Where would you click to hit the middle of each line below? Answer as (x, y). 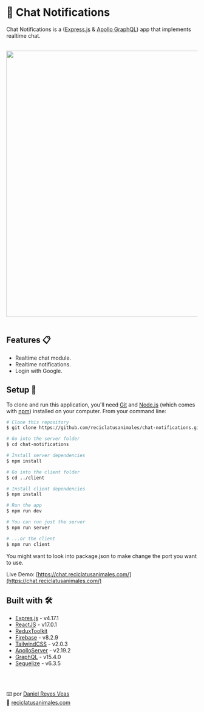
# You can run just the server (46, 522)
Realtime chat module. (43, 358)
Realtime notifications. (43, 364)
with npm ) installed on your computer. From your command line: (87, 411)
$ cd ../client (25, 478)
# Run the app (24, 505)
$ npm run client (28, 544)
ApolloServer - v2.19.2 (43, 651)
